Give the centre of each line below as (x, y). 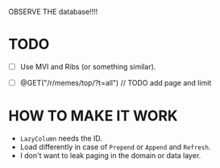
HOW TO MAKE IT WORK (93, 116)
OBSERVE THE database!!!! (53, 12)
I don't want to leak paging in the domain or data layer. (110, 155)
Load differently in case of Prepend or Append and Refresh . (115, 147)
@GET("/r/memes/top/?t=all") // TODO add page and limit (116, 83)
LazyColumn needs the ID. (61, 138)
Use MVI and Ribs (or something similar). (88, 66)
